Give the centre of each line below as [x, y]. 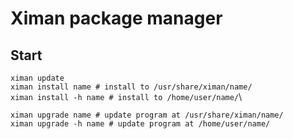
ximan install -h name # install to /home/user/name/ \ [126, 96]
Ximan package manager [116, 18]
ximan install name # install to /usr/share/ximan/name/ [131, 87]
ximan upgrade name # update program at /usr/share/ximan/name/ [147, 115]
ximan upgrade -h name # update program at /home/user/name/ [140, 124]
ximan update [37, 78]
